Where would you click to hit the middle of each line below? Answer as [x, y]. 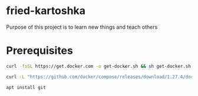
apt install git [26, 87]
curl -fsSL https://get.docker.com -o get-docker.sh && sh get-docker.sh [99, 66]
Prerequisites [40, 51]
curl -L [16, 77]
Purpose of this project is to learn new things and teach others [82, 27]
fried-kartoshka [46, 11]
